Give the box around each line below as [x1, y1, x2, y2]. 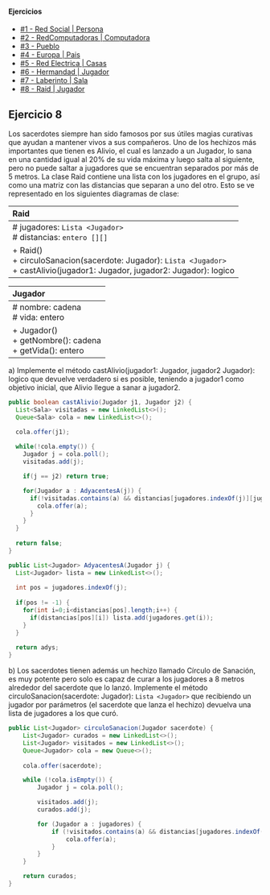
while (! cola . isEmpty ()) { [22, 776, 113, 785]
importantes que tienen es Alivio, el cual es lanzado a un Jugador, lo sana [8, 146, 252, 156]
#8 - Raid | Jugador [19, 85, 85, 94]
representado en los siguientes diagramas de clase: [8, 189, 179, 199]
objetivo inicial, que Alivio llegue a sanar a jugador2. [8, 383, 181, 392]
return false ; [15, 540, 63, 548]
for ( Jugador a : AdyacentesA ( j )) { [22, 487, 142, 495]
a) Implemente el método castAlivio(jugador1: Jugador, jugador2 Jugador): [8, 366, 256, 375]
